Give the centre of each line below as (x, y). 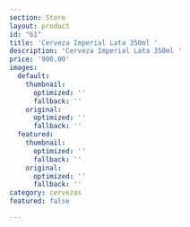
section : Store (38, 17)
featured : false (39, 201)
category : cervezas (46, 193)
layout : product (39, 26)
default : (34, 76)
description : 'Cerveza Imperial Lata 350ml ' (95, 51)
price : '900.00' (39, 59)
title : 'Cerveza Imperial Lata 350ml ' (84, 43)
